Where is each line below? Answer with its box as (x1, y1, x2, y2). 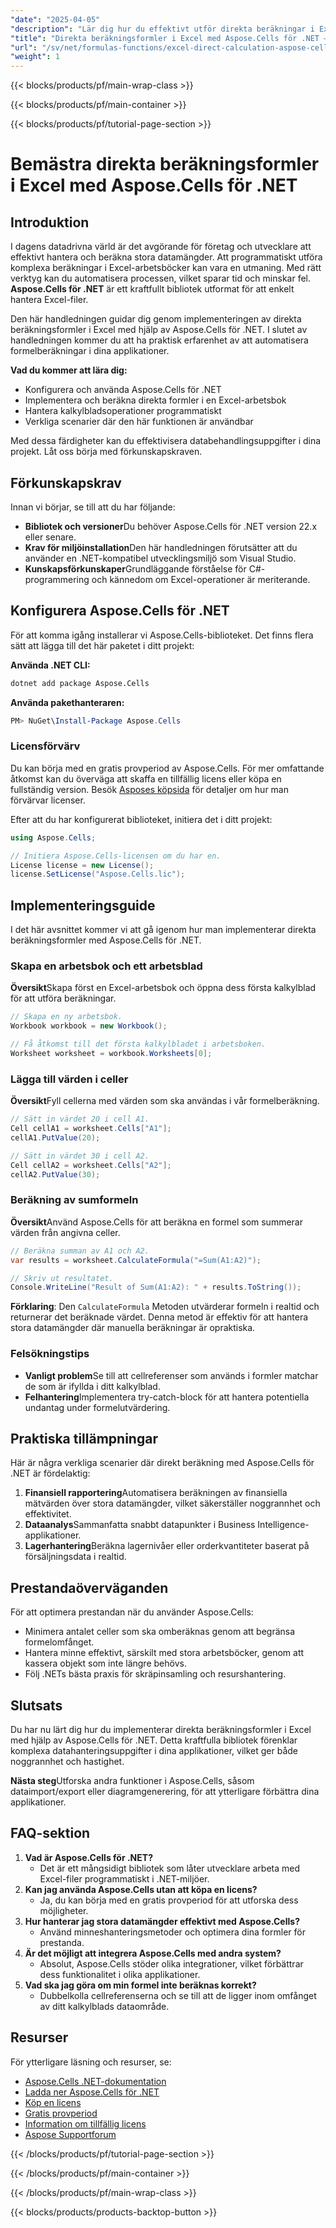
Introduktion (10, 214, 90, 231)
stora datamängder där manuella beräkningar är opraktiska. (10, 1322, 256, 1334)
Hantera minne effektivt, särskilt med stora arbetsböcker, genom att (24, 1647, 305, 1659)
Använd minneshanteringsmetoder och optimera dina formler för (39, 1926, 306, 1938)
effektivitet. (24, 1508, 72, 1520)
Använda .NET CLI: (10, 659, 91, 671)
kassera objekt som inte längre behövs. (24, 1657, 187, 1670)
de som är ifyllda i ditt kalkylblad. (24, 1380, 161, 1392)
